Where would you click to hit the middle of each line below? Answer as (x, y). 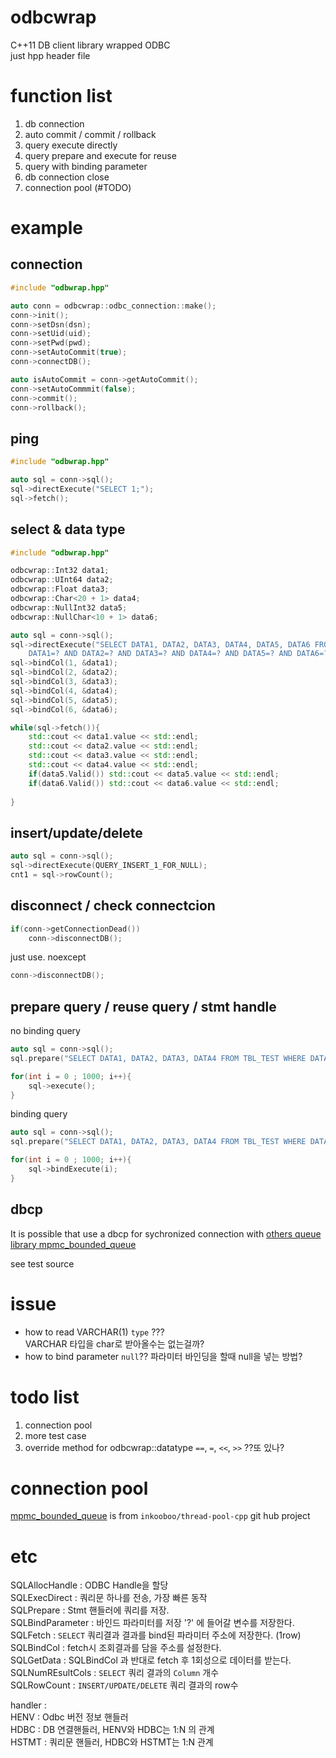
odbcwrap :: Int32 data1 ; (60, 571)
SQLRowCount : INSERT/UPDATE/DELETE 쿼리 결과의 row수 (124, 1685)
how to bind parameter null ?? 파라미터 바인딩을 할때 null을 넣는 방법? (163, 1356)
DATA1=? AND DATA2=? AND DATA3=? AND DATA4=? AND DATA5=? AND (160, 654)
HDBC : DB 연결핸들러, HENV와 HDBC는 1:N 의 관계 (112, 1730)
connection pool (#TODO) (78, 187)
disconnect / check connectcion (113, 906)
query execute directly (71, 145)
